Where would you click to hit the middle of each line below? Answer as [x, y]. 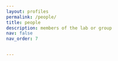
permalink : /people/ [32, 17]
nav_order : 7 [22, 39]
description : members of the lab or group [59, 28]
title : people [24, 22]
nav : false [19, 33]
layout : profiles [27, 11]
